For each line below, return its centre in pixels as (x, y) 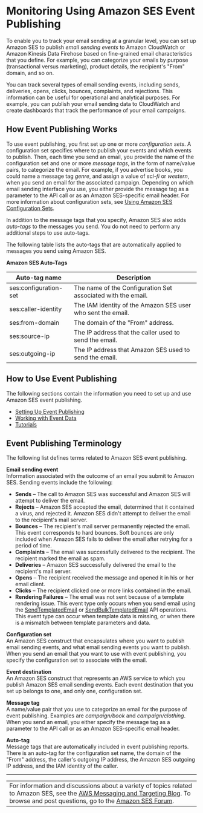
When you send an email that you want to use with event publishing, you (96, 654)
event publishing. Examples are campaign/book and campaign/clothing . (96, 716)
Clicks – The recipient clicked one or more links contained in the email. (103, 590)
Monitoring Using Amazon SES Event (101, 11)
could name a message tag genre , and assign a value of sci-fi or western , (98, 176)
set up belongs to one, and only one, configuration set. (75, 691)
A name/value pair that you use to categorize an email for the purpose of (97, 710)
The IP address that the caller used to (127, 332)
